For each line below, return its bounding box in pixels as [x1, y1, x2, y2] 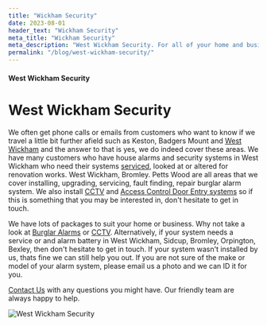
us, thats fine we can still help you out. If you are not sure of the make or [8, 252, 246, 262]
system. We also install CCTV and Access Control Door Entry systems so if [8, 186, 253, 196]
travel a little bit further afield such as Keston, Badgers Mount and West [8, 136, 242, 146]
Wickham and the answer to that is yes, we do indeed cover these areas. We [8, 144, 259, 153]
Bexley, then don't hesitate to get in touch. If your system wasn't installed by [8, 244, 258, 254]
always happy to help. [8, 293, 80, 303]
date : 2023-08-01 [8, 19, 66, 27]
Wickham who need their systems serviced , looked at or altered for [8, 161, 229, 171]
